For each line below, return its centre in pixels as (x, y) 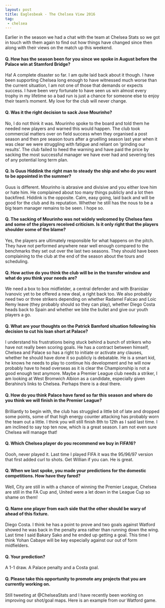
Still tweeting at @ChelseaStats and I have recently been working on (74, 595)
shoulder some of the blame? (36, 230)
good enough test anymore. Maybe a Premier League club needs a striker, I (81, 373)
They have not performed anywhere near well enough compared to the (77, 246)
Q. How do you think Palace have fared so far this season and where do (79, 395)
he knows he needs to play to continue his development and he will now (78, 363)
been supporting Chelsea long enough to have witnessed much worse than (81, 80)
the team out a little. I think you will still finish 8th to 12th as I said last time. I (82, 422)
